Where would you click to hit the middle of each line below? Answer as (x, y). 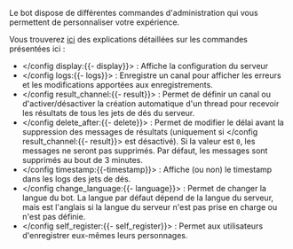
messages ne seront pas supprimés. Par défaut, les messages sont (145, 151)
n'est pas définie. (54, 217)
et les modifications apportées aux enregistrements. (117, 85)
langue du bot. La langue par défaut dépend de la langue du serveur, (147, 198)
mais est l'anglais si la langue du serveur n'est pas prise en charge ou (150, 207)
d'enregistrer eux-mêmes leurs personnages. (105, 235)
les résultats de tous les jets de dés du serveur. (108, 113)
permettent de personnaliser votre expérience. (95, 22)
